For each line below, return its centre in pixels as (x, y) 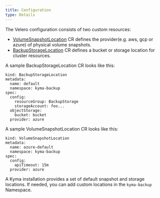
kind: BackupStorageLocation (36, 75)
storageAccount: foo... (40, 106)
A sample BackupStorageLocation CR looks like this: (60, 65)
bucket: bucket (31, 115)
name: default (25, 84)
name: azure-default (32, 147)
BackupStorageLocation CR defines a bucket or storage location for (84, 50)
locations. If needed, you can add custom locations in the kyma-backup (78, 184)
